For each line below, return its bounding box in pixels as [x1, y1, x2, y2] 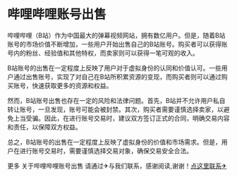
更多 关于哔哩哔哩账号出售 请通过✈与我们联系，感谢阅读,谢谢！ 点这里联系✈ [7, 161, 227, 170]
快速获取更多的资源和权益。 [31, 81, 113, 90]
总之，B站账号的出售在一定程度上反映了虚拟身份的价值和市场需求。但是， [7, 138, 222, 146]
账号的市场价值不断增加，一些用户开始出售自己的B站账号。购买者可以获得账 [7, 39, 228, 48]
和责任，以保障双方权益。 [7, 123, 82, 131]
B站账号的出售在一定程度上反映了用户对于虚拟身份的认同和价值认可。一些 [7, 63, 222, 72]
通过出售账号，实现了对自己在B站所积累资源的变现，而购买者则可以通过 [13, 72, 222, 81]
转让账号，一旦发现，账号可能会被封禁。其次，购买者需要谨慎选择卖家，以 [7, 105, 224, 114]
